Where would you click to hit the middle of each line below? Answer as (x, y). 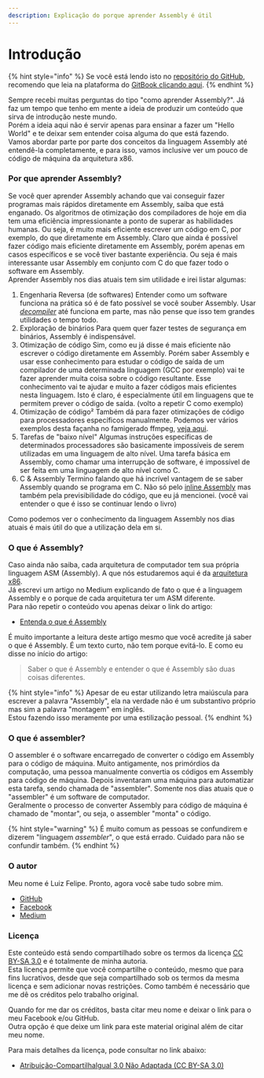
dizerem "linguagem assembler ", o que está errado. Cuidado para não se (126, 837)
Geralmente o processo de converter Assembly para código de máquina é (128, 805)
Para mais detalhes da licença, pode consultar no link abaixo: (107, 1050)
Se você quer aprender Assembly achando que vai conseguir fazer (117, 196)
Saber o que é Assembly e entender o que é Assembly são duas (131, 669)
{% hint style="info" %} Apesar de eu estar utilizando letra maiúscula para (128, 692)
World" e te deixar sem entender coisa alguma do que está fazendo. (119, 133)
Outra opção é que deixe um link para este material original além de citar (126, 1027)
